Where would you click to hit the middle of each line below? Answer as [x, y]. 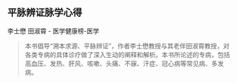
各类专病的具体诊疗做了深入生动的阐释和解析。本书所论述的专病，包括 [127, 54]
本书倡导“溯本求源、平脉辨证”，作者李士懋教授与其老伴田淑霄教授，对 [127, 46]
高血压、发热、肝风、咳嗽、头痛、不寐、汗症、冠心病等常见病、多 [121, 63]
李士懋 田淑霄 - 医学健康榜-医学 [53, 31]
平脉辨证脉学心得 [45, 13]
